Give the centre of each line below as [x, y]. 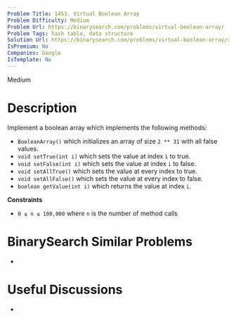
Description [42, 108]
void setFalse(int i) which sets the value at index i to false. [107, 163]
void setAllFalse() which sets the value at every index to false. [110, 178]
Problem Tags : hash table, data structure [70, 33]
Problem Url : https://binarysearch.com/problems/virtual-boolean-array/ [116, 27]
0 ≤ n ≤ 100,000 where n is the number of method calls [97, 213]
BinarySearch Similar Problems [100, 242]
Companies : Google [34, 53]
